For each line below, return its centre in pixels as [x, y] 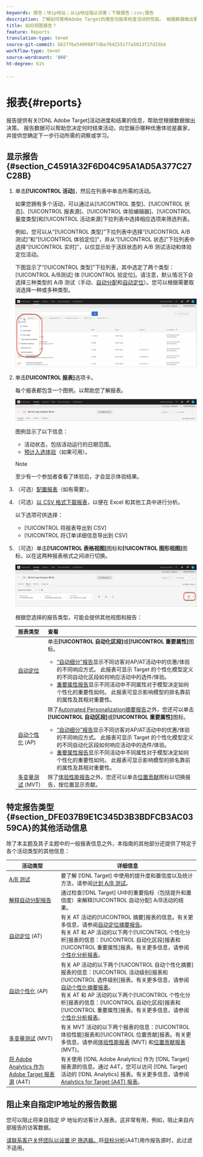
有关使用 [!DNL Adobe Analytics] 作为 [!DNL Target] [125, 1059]
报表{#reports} [44, 102]
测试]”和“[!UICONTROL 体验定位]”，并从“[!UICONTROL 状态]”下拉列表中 [105, 239]
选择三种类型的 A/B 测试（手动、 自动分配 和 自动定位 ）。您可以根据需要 [102, 282]
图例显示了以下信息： [41, 431]
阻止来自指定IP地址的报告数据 [62, 1105]
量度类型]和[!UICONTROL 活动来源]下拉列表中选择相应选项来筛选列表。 [104, 219]
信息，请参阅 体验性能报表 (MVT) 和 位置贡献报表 [126, 1042]
